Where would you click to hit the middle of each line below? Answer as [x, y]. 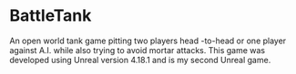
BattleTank [51, 16]
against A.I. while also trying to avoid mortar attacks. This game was [138, 50]
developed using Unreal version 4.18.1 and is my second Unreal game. [140, 60]
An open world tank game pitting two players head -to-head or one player [148, 41]
